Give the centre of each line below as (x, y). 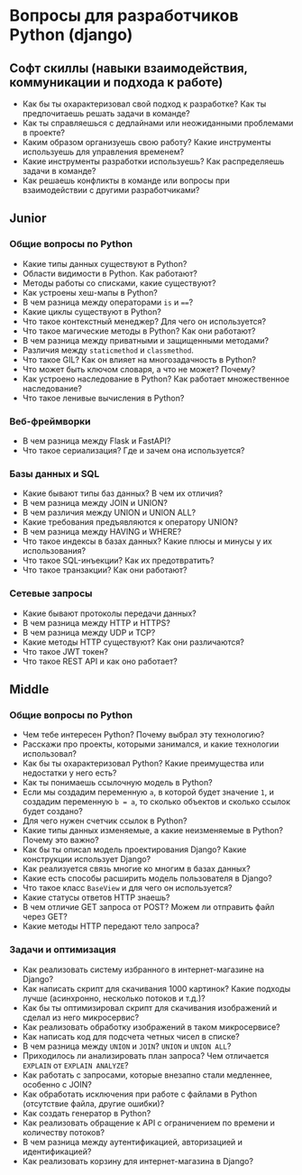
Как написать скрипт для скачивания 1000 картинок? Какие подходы (156, 988)
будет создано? (52, 812)
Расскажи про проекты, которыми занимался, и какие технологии (151, 744)
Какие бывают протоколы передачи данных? (109, 613)
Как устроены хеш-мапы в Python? (90, 292)
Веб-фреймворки (50, 421)
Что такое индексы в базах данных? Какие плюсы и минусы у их (147, 541)
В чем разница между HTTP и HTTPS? (96, 622)
